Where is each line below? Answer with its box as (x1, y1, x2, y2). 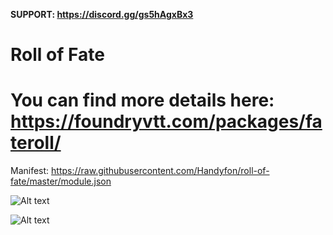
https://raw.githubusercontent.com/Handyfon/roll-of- (51, 165, 270, 177)
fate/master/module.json (10, 175, 112, 188)
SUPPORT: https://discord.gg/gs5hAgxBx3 (10, 9, 194, 20)
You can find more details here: (10, 89, 275, 112)
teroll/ (10, 132, 62, 154)
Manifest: (10, 165, 50, 177)
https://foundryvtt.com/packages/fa (10, 110, 323, 133)
